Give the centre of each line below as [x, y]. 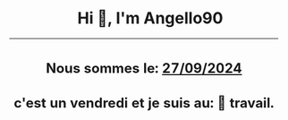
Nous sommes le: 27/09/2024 [144, 68]
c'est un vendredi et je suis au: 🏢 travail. [144, 103]
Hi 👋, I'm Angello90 [150, 18]
